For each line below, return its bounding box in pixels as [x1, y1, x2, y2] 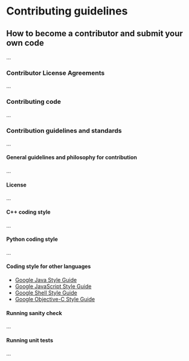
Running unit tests [6, 336, 53, 343]
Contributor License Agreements [6, 68, 105, 77]
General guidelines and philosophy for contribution [6, 154, 138, 161]
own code [6, 37, 44, 48]
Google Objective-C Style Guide [14, 295, 95, 302]
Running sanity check [6, 309, 62, 316]
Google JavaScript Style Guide [14, 283, 92, 290]
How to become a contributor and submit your [6, 28, 183, 39]
